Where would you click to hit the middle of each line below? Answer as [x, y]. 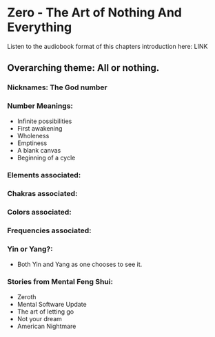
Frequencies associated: [49, 230]
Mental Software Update [52, 304]
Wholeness [33, 135]
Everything [40, 27]
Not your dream [39, 318]
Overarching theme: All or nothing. [83, 68]
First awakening [40, 128]
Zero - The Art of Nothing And [95, 13]
